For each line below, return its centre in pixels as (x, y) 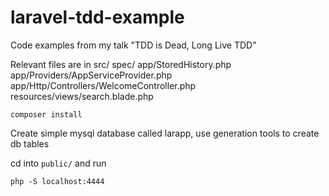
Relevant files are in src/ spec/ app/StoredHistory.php (121, 64)
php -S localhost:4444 (57, 181)
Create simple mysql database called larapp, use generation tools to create (165, 133)
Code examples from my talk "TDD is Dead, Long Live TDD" (133, 45)
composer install (46, 114)
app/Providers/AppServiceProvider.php (91, 75)
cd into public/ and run (58, 163)
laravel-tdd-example (97, 17)
